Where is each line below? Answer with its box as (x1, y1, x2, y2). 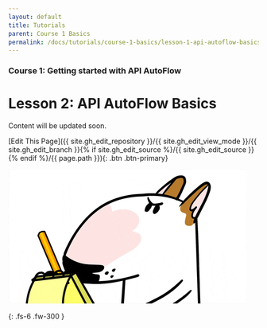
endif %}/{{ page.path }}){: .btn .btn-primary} (19, 154, 168, 163)
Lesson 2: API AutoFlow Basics (8, 95, 217, 113)
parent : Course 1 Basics (8, 29, 91, 37)
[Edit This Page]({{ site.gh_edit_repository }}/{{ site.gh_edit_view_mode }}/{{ (8, 136, 257, 146)
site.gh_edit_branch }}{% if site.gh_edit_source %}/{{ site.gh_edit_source (8, 145, 247, 154)
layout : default (8, 13, 62, 21)
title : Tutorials (8, 21, 66, 29)
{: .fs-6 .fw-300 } (8, 311, 65, 322)
